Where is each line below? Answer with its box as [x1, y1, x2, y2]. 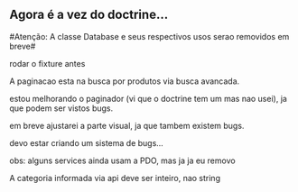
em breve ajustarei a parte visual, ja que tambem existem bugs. [9, 120, 245, 131]
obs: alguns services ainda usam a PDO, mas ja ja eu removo [9, 155, 237, 166]
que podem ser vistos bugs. [9, 103, 114, 114]
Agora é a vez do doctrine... [9, 7, 169, 23]
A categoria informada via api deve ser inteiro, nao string [9, 172, 221, 183]
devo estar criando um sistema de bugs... [9, 137, 164, 148]
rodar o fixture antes [9, 58, 86, 69]
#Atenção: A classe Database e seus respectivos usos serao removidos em [9, 31, 290, 41]
